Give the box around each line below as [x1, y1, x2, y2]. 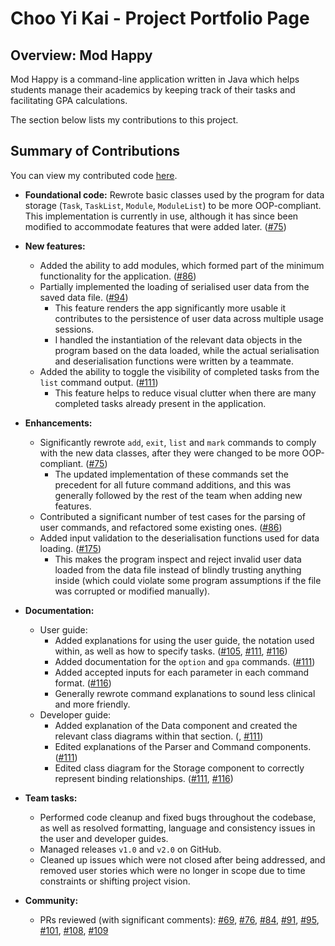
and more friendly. [54, 698, 131, 710]
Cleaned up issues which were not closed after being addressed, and [39, 853, 326, 866]
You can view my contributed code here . [10, 169, 178, 181]
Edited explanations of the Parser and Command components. [54, 740, 312, 752]
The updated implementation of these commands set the [54, 468, 289, 480]
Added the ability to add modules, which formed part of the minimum [39, 259, 325, 271]
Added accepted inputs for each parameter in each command [54, 666, 310, 678]
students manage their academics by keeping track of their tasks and [10, 84, 296, 96]
